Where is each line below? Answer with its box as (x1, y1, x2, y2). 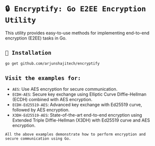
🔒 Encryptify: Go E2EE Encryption (5, 4, 146, 14)
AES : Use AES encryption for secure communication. (12, 86, 118, 92)
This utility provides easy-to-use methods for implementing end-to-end (5, 30, 150, 36)
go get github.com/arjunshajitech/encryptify (5, 61, 100, 66)
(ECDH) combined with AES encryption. (12, 97, 93, 103)
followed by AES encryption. (12, 107, 70, 113)
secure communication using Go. (5, 136, 71, 141)
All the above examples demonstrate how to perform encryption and (5, 132, 146, 137)
